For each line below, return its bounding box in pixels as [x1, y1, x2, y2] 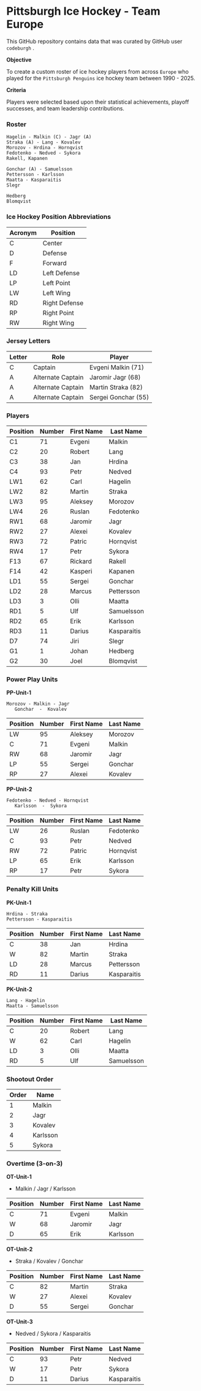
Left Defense [42, 269, 80, 277]
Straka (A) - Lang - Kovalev [6, 139, 81, 145]
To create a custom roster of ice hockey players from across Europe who [6, 67, 189, 75]
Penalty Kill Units [6, 885, 59, 894]
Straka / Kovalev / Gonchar [15, 1257, 84, 1265]
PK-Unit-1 [6, 899, 32, 906]
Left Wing [42, 288, 71, 297]
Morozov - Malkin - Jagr [6, 701, 70, 707]
